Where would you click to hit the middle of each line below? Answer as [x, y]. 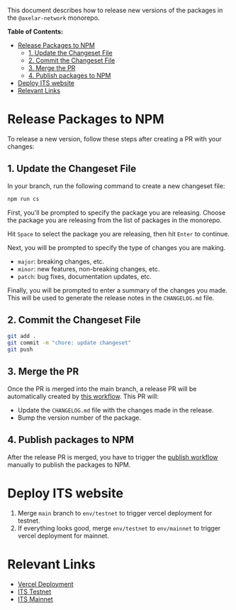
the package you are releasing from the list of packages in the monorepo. [114, 220]
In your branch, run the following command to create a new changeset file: [116, 186]
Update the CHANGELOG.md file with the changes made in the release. [116, 410]
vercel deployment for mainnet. [63, 535]
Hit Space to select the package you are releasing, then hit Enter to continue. [119, 234]
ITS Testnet [34, 592]
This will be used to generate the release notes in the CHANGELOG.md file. [111, 298]
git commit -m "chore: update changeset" [69, 343]
